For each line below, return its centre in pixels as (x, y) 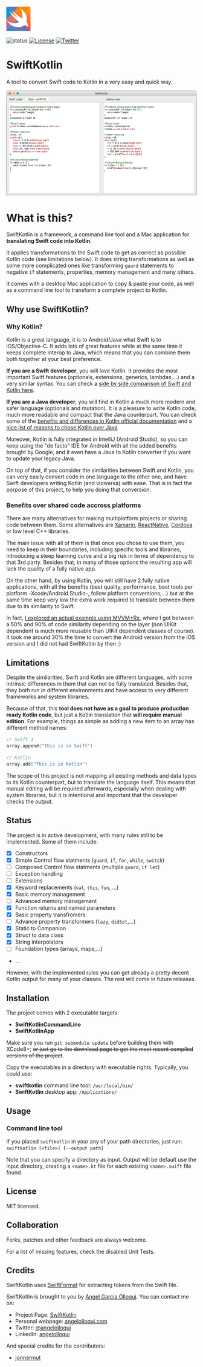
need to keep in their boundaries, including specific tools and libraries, (94, 549)
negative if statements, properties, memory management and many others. (101, 272)
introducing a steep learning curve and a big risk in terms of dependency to (100, 556)
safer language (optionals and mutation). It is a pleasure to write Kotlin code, (101, 408)
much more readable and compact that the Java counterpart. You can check (101, 415)
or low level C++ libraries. (38, 531)
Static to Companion (40, 928)
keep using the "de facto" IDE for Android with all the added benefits (92, 446)
